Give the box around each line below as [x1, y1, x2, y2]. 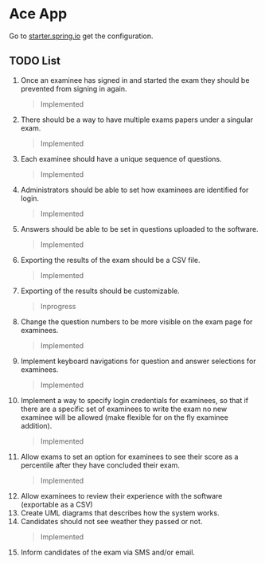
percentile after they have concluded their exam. [20, 460, 180, 470]
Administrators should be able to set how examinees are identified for [20, 185, 249, 194]
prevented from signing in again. [20, 84, 127, 93]
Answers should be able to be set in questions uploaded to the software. [20, 224, 259, 233]
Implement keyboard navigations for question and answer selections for [20, 356, 257, 366]
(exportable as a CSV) [20, 499, 94, 509]
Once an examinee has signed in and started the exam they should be [20, 75, 250, 84]
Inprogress [40, 301, 76, 311]
